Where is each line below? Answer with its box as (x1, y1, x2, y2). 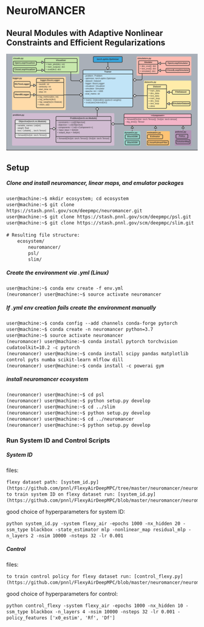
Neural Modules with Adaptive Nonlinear (6, 28, 163, 38)
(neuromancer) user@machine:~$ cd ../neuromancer (6, 416, 135, 422)
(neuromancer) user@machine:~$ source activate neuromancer (6, 291, 162, 297)
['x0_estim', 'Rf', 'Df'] (49, 615, 115, 621)
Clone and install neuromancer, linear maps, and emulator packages (6, 179, 184, 187)
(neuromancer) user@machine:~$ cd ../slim (6, 404, 115, 410)
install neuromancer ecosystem (6, 375, 89, 383)
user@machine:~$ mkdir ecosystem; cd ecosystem (6, 195, 129, 201)
